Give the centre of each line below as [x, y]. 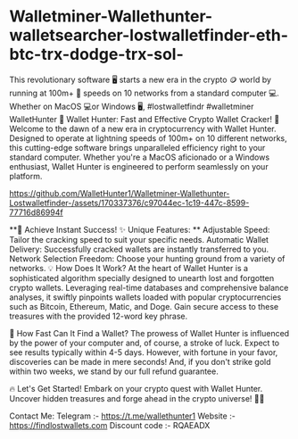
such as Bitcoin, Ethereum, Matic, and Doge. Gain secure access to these [144, 306]
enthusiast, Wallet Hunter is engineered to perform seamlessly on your [139, 166]
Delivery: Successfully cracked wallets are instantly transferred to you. [139, 249]
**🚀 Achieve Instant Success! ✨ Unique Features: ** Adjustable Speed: [140, 229]
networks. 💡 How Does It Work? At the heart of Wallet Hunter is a [128, 268]
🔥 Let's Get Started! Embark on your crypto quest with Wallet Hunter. [136, 388]
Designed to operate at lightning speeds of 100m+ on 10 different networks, [148, 138]
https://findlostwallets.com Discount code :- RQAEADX [110, 425]
